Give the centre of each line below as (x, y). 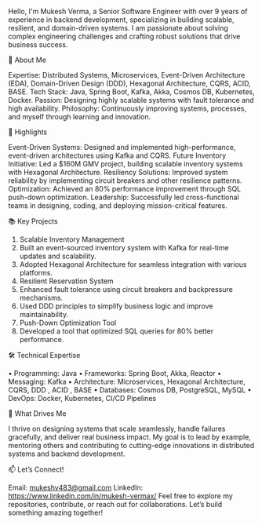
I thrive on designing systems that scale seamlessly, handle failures (117, 428)
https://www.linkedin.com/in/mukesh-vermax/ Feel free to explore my (120, 496)
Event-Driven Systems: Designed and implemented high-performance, (122, 147)
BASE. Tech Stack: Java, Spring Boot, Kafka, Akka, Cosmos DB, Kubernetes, (131, 92)
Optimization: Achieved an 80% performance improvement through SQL (125, 189)
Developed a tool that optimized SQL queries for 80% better (116, 331)
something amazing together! (56, 512)
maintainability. (44, 314)
